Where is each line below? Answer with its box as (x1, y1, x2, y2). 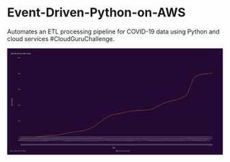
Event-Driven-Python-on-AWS (7, 5, 186, 21)
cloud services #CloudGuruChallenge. (7, 34, 115, 42)
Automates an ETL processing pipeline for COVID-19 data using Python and (7, 27, 220, 36)
